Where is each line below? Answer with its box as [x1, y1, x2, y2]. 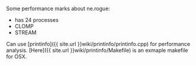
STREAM [14, 29, 37, 36]
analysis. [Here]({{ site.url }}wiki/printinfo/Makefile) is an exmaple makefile [6, 47, 188, 54]
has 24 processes [14, 17, 59, 23]
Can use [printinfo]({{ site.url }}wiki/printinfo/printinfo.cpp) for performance [6, 41, 191, 47]
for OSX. [6, 53, 27, 60]
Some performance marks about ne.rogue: [6, 5, 111, 12]
